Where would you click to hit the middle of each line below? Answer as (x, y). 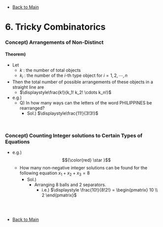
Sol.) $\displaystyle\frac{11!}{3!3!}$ (63, 113)
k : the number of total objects (50, 70)
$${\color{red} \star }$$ (86, 160)
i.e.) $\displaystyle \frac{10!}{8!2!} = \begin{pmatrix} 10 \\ (100, 190)
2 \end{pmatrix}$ (59, 195)
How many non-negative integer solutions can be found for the (83, 168)
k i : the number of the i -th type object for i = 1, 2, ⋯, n (74, 76)
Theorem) (16, 54)
